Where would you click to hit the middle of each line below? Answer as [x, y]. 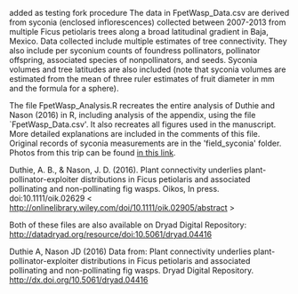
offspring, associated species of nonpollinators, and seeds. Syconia [133, 60]
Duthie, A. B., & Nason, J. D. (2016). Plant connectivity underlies [126, 170]
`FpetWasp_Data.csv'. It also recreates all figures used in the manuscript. [143, 124]
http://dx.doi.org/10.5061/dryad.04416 [79, 280]
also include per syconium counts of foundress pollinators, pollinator [135, 51]
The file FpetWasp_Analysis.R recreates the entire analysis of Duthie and [142, 105]
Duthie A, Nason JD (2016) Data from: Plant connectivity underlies [130, 251]
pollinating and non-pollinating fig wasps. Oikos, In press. [114, 189]
